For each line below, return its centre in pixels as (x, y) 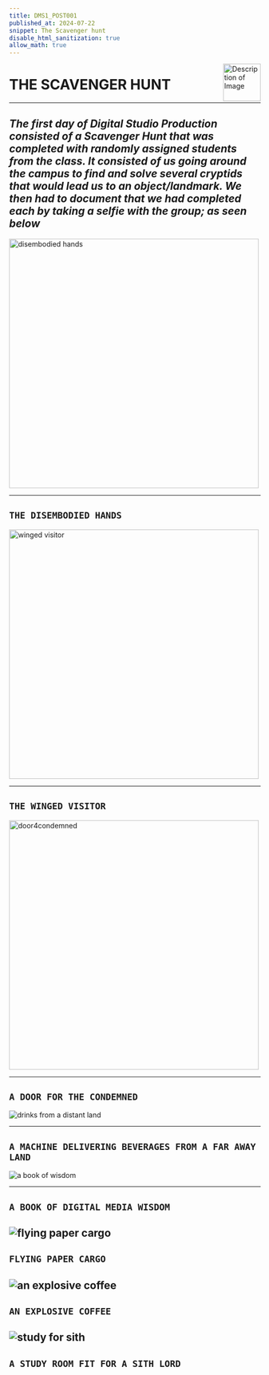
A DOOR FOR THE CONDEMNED (73, 1096)
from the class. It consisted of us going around (128, 162)
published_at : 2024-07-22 (52, 23)
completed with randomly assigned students (123, 149)
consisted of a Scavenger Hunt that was (112, 136)
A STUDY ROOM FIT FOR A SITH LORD (95, 1363)
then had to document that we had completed (125, 199)
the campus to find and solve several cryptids (126, 174)
